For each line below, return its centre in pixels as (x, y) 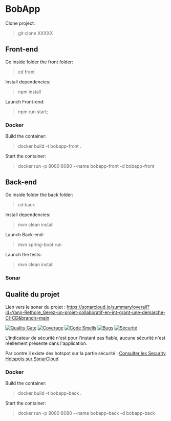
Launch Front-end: (25, 101)
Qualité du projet (33, 295)
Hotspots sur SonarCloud (32, 359)
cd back (26, 204)
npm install (29, 92)
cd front (26, 72)
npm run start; (33, 112)
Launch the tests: (24, 254)
